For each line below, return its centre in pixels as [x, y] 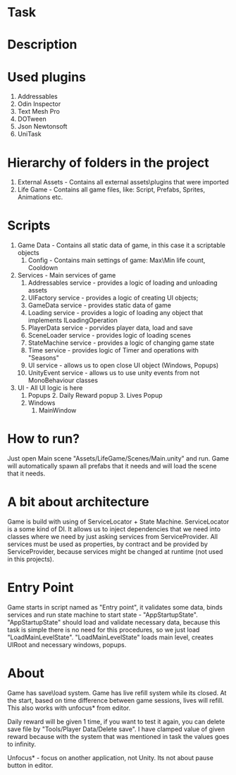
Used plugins [47, 77]
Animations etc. [40, 197]
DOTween [32, 119]
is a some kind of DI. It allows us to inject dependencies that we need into [114, 529]
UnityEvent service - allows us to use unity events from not [114, 373]
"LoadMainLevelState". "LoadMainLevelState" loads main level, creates [110, 637]
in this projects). [31, 560]
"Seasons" [44, 358]
